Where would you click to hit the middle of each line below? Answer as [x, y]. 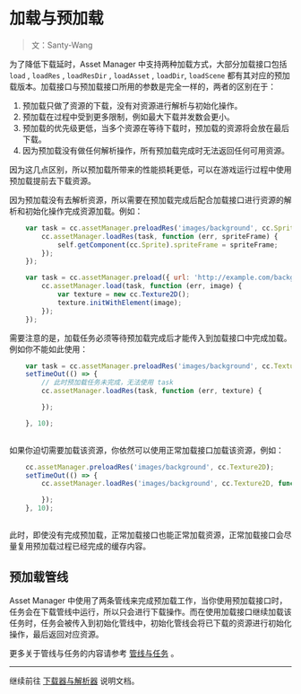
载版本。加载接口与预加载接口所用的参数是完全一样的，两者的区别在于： [142, 86]
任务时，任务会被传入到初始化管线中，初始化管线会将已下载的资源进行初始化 [150, 623]
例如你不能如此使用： [48, 349]
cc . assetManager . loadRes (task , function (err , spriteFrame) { [160, 236]
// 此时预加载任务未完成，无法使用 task [107, 382]
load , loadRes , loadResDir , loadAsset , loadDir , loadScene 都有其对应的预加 [150, 75]
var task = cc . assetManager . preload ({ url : [108, 278]
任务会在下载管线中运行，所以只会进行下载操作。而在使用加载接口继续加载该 [150, 611]
